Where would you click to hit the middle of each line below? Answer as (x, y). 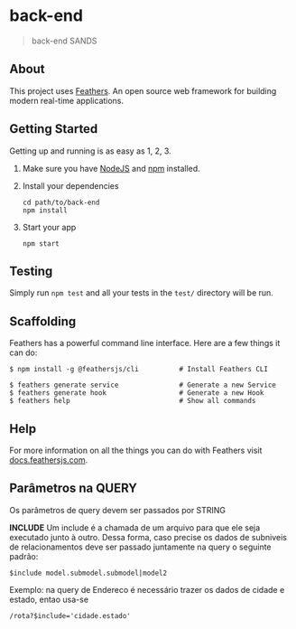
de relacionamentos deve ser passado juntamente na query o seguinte (141, 547)
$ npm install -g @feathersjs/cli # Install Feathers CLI (139, 370)
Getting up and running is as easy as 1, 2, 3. (90, 151)
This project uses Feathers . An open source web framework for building (143, 90)
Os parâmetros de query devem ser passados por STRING (118, 510)
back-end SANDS (64, 41)
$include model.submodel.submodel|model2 (88, 573)
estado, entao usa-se (49, 599)
